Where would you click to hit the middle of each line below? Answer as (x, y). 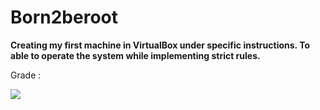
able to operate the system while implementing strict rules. (135, 55)
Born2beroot (64, 17)
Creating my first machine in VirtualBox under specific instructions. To (160, 45)
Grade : (26, 75)
